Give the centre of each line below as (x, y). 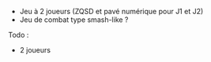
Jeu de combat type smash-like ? (74, 20)
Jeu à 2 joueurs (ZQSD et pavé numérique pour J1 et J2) (111, 11)
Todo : (19, 35)
